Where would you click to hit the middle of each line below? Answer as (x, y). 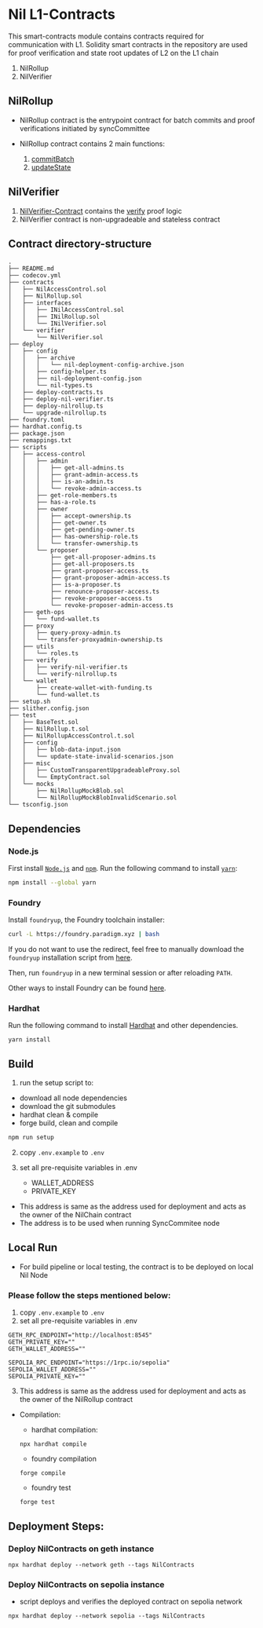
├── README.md (31, 269)
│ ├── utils (31, 647)
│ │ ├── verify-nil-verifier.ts (68, 668)
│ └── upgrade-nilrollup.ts (58, 413)
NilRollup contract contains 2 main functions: (92, 144)
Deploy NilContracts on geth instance (81, 1549)
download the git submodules (68, 1107)
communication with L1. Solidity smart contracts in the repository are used (128, 44)
